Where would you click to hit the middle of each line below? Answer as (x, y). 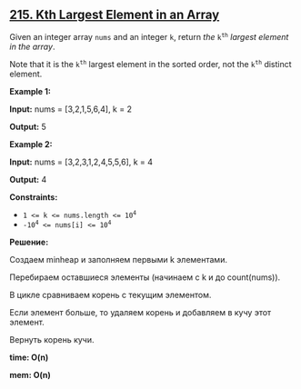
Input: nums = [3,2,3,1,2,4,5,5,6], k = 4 (81, 162)
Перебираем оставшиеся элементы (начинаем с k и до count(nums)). (145, 277)
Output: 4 (28, 179)
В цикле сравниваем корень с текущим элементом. (110, 294)
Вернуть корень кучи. (52, 339)
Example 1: (30, 91)
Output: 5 (28, 126)
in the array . (32, 46)
